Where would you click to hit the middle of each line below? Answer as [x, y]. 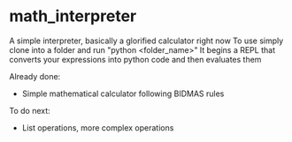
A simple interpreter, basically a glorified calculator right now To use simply [146, 41]
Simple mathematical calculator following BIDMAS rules [123, 93]
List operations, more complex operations [98, 127]
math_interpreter [73, 16]
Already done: [35, 76]
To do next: [30, 110]
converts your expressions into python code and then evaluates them [135, 59]
